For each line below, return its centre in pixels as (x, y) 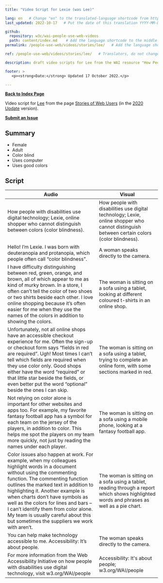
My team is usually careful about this (49, 515)
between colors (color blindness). (46, 230)
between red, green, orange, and (45, 273)
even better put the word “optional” (48, 384)
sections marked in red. (126, 372)
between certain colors (125, 233)
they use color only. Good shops (44, 366)
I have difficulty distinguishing (42, 267)
